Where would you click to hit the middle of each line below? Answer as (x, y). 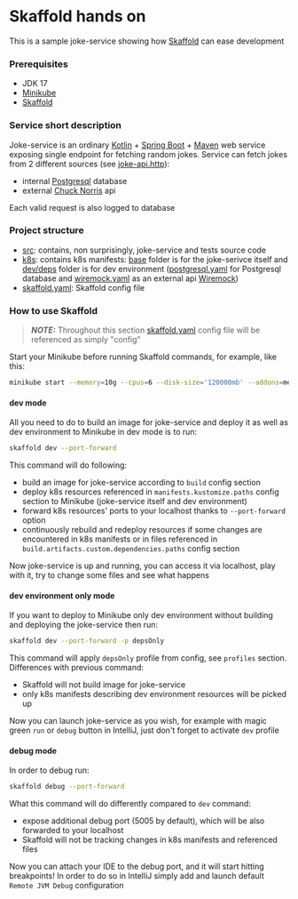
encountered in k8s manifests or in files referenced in (120, 539)
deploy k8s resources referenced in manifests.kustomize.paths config (150, 492)
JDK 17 (35, 84)
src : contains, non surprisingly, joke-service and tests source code (144, 250)
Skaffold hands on (78, 16)
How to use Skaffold (53, 310)
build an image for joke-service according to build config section (141, 483)
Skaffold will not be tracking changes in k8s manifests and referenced (149, 840)
